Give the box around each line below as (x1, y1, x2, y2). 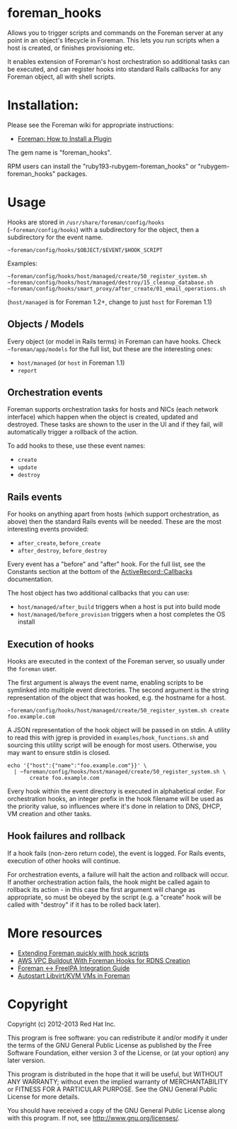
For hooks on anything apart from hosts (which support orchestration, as (7, 510, 219, 519)
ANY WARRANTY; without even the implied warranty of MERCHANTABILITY (7, 1077, 229, 1086)
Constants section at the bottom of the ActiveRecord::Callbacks (7, 568, 193, 576)
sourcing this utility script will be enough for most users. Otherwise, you (7, 741, 217, 749)
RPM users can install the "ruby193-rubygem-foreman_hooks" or (7, 162, 197, 170)
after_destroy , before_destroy (17, 546, 108, 555)
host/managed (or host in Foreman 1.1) (17, 358, 125, 367)
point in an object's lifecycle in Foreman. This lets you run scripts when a (7, 35, 220, 44)
